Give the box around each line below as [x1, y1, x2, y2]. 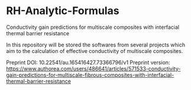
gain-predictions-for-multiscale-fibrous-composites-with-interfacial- [6, 71, 174, 78]
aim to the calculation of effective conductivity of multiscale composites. [6, 47, 183, 54]
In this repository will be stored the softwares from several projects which [6, 41, 185, 48]
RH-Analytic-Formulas [6, 4, 119, 18]
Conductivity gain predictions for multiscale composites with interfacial [6, 24, 179, 31]
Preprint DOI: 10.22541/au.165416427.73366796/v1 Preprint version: [6, 59, 170, 66]
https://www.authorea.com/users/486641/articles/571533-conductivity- [6, 65, 181, 72]
